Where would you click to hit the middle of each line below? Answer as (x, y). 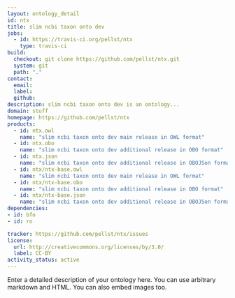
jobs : (15, 33)
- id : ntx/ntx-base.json (50, 195)
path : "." (28, 72)
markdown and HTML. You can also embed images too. (87, 287)
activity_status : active (43, 260)
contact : (20, 79)
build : (17, 53)
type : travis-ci (44, 46)
